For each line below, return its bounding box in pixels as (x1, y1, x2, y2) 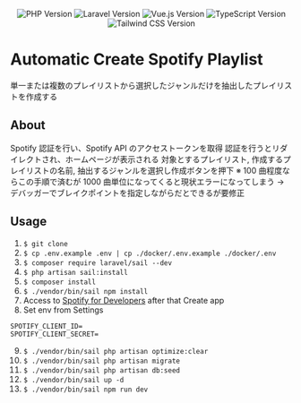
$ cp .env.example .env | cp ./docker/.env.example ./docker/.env (22, 249, 277, 258)
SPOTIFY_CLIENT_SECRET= (10, 330, 99, 339)
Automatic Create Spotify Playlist (10, 49, 263, 70)
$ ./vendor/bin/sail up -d (22, 375, 125, 384)
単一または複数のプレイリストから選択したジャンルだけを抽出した (10, 80, 254, 90)
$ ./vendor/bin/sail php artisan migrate (22, 356, 180, 365)
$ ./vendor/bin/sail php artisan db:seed (22, 365, 180, 375)
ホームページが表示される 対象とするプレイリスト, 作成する (64, 153, 283, 165)
